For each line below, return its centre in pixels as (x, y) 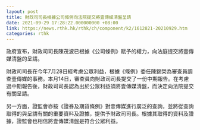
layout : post (22, 12)
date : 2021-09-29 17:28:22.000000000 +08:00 (62, 23)
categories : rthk (28, 34)
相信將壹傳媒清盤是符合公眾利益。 (79, 121)
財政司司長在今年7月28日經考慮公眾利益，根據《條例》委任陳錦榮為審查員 (97, 71)
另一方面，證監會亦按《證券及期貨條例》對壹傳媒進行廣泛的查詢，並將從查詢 (100, 106)
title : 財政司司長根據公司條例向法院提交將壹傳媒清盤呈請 (69, 17)
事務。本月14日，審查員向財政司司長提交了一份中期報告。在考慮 (110, 79)
